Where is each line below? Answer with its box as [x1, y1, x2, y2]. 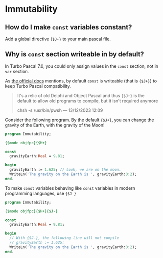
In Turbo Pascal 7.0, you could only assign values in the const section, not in [5, 63, 159, 69]
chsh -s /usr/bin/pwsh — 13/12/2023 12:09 [17, 107, 103, 113]
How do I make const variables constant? [5, 23, 132, 31]
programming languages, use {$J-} [5, 190, 77, 196]
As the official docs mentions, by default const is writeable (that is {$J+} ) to [5, 77, 157, 84]
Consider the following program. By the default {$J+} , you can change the [5, 117, 154, 123]
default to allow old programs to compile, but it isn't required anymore [17, 98, 158, 103]
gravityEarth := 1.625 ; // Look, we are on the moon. [9, 167, 121, 172]
